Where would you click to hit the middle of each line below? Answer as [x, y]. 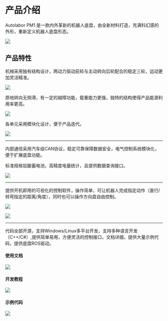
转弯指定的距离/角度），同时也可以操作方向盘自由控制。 [62, 197]
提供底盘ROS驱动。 [34, 243]
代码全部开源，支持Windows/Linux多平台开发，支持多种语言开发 [71, 231]
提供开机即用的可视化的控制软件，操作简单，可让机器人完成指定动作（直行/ [83, 190]
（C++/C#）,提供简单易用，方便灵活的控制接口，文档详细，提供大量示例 [80, 237]
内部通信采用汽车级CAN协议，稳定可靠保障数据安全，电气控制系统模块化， [82, 148]
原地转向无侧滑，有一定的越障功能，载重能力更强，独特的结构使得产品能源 [82, 97]
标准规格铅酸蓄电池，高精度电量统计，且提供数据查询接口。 [66, 166]
